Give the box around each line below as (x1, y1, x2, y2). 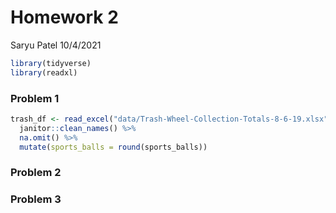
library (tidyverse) (10, 58, 92, 68)
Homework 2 (10, 6, 119, 29)
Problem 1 (10, 91, 60, 105)
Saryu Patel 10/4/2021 (10, 39, 102, 51)
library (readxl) (10, 67, 78, 78)
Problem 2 (10, 166, 62, 180)
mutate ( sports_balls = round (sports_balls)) (19, 142, 208, 152)
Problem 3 (10, 192, 62, 206)
